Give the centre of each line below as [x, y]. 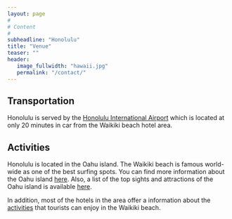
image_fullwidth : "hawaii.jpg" [63, 66]
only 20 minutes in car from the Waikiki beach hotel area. [90, 125]
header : [19, 60]
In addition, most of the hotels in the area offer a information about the [109, 200]
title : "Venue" [30, 46]
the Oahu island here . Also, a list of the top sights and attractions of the [110, 179]
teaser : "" [23, 53]
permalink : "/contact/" [51, 72]
